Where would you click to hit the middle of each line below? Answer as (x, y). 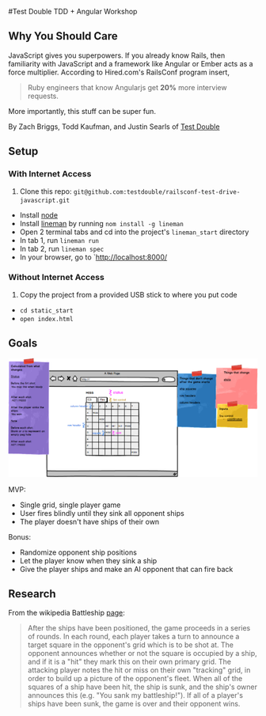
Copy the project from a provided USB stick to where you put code (128, 294)
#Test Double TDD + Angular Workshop (73, 11)
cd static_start (46, 311)
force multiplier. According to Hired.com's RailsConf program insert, (119, 72)
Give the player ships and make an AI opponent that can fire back (126, 569)
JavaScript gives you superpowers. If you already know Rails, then (117, 55)
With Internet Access (50, 174)
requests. (43, 96)
